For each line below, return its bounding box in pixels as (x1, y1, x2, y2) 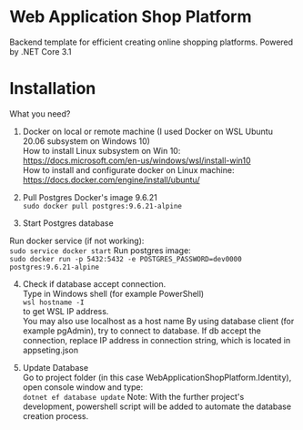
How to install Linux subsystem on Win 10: (22, 145, 181, 156)
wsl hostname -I (22, 298, 85, 307)
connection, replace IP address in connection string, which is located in (22, 334, 291, 345)
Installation (9, 78, 96, 99)
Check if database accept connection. (22, 278, 167, 289)
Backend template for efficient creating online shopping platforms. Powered (9, 36, 294, 47)
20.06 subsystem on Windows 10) (22, 135, 150, 147)
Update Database (22, 362, 89, 373)
